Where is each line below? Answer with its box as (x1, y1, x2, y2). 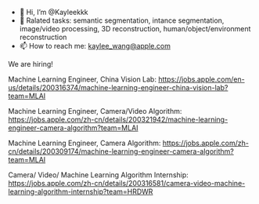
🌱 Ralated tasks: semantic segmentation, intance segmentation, (19, 16, 225, 25)
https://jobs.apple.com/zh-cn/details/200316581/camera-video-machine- (8, 179, 246, 188)
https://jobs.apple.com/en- (157, 75, 245, 84)
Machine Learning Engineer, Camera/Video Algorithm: (8, 107, 182, 115)
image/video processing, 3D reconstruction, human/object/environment (19, 24, 251, 33)
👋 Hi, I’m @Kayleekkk (19, 8, 88, 16)
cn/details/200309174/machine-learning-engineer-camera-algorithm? (8, 147, 235, 156)
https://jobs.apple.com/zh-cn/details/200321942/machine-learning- (8, 115, 228, 124)
